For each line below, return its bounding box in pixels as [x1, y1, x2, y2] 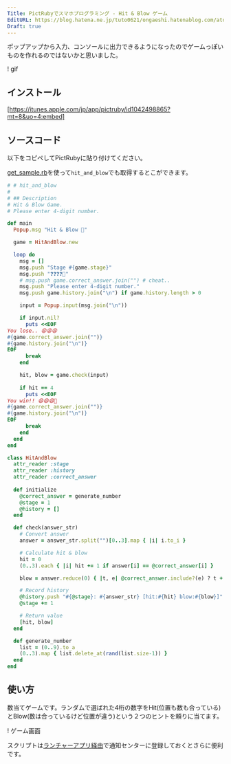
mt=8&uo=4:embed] [7, 113, 65, 121]
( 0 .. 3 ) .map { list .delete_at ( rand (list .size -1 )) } [19, 651, 168, 657]
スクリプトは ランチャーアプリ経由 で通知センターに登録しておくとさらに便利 [7, 741, 223, 750]
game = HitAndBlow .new [13, 239, 78, 246]
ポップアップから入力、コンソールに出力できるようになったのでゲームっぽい [7, 43, 224, 51]
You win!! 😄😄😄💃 [7, 397, 57, 404]
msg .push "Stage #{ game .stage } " [19, 264, 112, 271]
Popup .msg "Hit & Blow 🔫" [13, 226, 88, 234]
